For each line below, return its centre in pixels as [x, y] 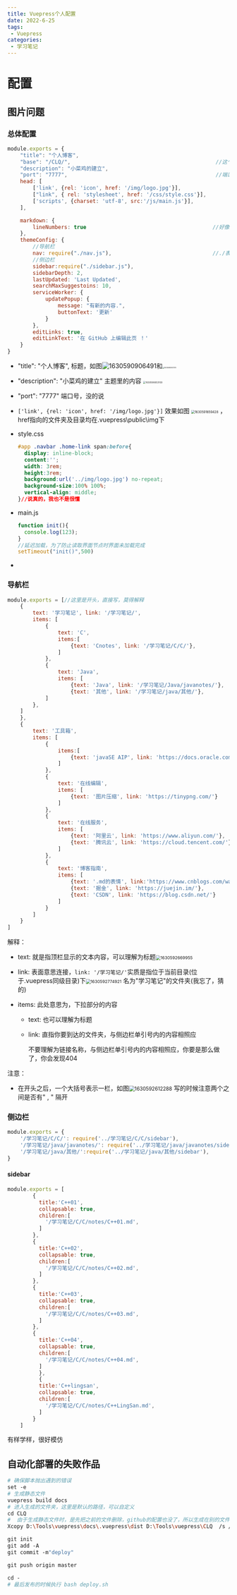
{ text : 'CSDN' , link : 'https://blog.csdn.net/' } [143, 895]
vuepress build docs [38, 1500]
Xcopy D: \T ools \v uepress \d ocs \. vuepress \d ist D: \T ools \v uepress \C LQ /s [116, 1527]
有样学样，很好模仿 [35, 1440]
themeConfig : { [42, 240]
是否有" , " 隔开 [46, 1097]
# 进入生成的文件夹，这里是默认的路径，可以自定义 [71, 1507]
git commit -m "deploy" [41, 1552]
